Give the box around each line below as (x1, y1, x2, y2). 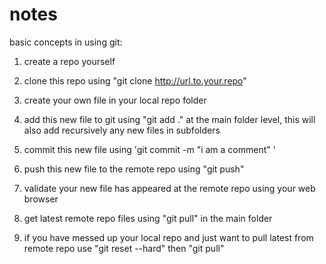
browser (23, 193, 59, 205)
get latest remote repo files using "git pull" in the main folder (23, 212, 273, 224)
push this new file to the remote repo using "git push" (23, 163, 245, 175)
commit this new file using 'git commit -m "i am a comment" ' (23, 143, 276, 155)
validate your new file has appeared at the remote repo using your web (23, 182, 316, 194)
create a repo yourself (23, 55, 116, 67)
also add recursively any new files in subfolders (23, 124, 221, 136)
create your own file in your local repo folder (23, 94, 207, 106)
